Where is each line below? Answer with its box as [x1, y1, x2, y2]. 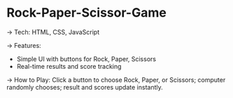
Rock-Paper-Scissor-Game [6, 5, 167, 21]
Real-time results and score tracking [16, 62, 122, 70]
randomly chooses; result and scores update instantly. [6, 83, 163, 91]
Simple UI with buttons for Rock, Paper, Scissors [16, 54, 157, 63]
